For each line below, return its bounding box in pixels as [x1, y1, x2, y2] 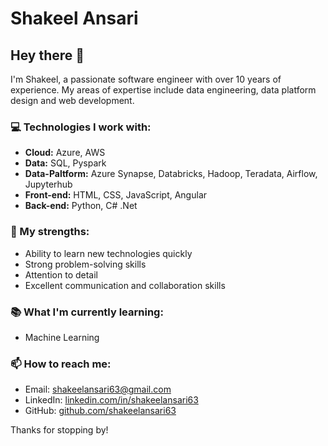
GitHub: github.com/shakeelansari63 [24, 405, 177, 417]
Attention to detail [24, 268, 99, 281]
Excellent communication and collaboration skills [24, 279, 226, 291]
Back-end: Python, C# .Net [24, 200, 138, 212]
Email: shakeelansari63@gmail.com [24, 383, 172, 396]
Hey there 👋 [10, 47, 85, 64]
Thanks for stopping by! [10, 424, 109, 436]
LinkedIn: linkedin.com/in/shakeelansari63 [24, 394, 199, 406]
